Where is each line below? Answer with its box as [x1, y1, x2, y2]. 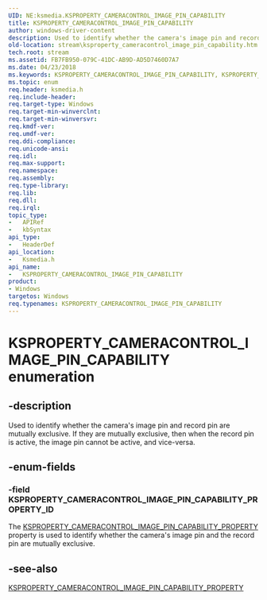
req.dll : [8, 196, 37, 204]
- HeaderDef [8, 241, 56, 249]
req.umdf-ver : [8, 130, 56, 137]
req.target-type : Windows [8, 100, 94, 108]
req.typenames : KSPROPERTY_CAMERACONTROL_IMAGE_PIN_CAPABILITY [8, 300, 222, 308]
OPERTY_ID [8, 504, 54, 515]
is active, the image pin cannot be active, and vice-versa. [8, 437, 196, 447]
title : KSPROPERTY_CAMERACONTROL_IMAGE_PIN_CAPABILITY [8, 19, 194, 27]
